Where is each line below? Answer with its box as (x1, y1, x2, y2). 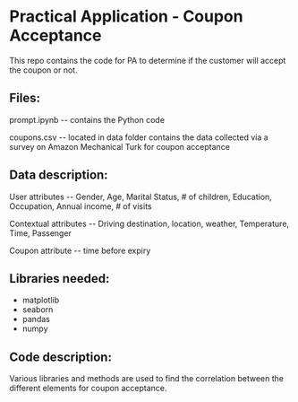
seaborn (21, 304, 54, 315)
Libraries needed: (9, 271, 110, 286)
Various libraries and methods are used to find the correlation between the (9, 373, 285, 384)
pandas (21, 314, 51, 325)
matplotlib (21, 294, 60, 306)
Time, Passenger (9, 227, 72, 239)
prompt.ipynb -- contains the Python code (9, 114, 166, 125)
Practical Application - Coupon (9, 6, 243, 27)
